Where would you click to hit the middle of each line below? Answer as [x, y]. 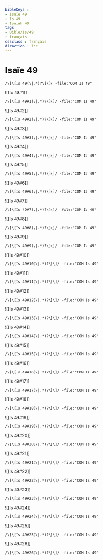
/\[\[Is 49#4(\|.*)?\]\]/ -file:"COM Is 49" [51, 155]
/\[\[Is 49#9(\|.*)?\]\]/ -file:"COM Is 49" [51, 246]
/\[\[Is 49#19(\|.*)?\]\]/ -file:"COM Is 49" [52, 426]
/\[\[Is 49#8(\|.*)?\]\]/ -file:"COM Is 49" [51, 228]
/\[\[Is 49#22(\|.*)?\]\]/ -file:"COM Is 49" [52, 480]
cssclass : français [26, 42]
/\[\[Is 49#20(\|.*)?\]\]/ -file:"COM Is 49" [52, 444]
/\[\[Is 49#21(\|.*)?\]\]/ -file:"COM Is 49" [52, 462]
